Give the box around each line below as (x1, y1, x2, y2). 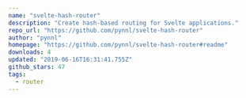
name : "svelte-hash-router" (8, 11, 101, 20)
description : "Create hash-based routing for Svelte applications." (8, 19, 239, 27)
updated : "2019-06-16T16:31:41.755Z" (8, 56, 133, 64)
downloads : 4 (8, 48, 51, 56)
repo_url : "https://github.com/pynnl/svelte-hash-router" (8, 26, 203, 34)
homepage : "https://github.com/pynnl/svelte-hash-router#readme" (8, 41, 228, 49)
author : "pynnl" (8, 33, 62, 42)
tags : (8, 70, 26, 78)
